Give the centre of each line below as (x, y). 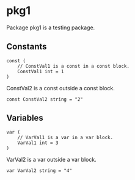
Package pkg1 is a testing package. (51, 27)
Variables (25, 118)
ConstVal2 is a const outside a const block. (60, 88)
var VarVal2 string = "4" (39, 171)
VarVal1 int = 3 (38, 143)
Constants (27, 47)
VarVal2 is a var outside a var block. (51, 159)
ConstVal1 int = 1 (41, 71)
